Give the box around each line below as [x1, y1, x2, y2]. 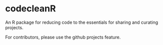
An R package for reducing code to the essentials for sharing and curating [5, 19, 158, 25]
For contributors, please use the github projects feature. [5, 34, 121, 40]
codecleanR [5, 3, 56, 14]
